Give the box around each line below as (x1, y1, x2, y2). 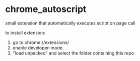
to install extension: (5, 29, 46, 35)
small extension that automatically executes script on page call (5, 20, 135, 26)
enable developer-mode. (12, 44, 64, 50)
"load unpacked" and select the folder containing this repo (12, 50, 134, 56)
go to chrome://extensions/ (12, 39, 69, 45)
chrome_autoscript (5, 3, 87, 15)
